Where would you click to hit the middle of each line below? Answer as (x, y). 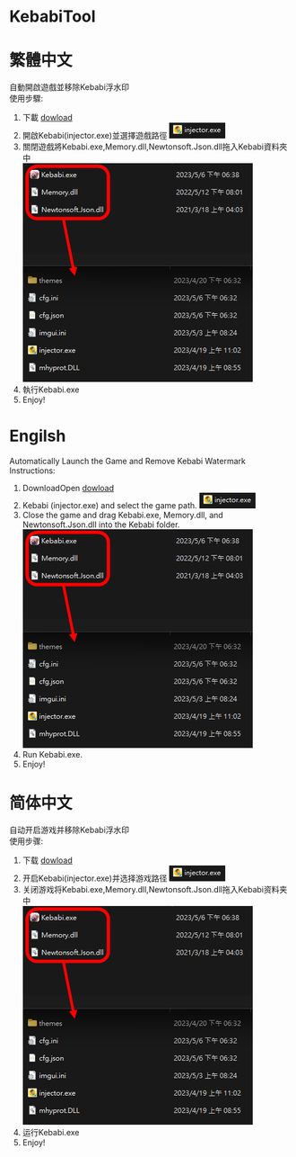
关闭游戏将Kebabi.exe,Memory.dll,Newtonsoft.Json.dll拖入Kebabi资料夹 (155, 889)
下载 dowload (48, 860)
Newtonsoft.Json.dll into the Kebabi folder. (101, 525)
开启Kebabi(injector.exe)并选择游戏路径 (95, 878)
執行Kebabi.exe (51, 390)
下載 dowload (48, 118)
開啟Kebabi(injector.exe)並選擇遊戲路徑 (95, 136)
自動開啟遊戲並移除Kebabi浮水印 (70, 87)
